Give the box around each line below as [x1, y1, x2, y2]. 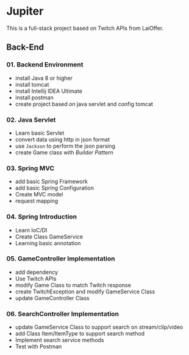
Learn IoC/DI [15, 226, 48, 234]
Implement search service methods [15, 337, 104, 344]
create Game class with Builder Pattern [15, 148, 114, 156]
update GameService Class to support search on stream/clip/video [15, 323, 184, 331]
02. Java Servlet [6, 115, 56, 124]
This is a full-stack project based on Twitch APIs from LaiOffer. [6, 24, 164, 32]
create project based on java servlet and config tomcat [15, 100, 154, 107]
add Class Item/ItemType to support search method [15, 330, 145, 337]
